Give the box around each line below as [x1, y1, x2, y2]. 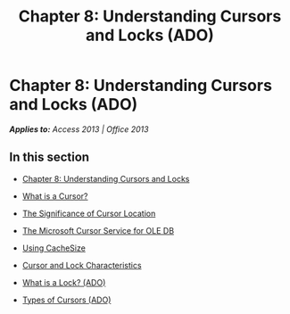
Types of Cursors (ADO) [21, 294, 112, 305]
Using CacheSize [21, 243, 87, 253]
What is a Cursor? [21, 190, 88, 202]
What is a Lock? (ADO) [21, 277, 106, 287]
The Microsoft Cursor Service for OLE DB [21, 225, 175, 235]
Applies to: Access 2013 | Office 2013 [9, 123, 149, 135]
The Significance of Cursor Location [21, 208, 156, 219]
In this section [9, 150, 90, 165]
